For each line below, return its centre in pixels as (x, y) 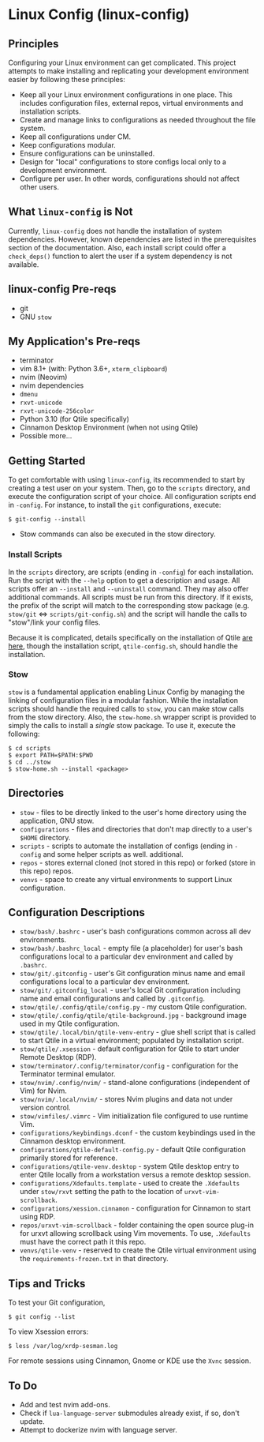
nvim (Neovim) (43, 377)
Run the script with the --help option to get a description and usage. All (124, 580)
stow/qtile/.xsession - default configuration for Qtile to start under (129, 1049)
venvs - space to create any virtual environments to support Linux (126, 879)
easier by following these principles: (67, 79)
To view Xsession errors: (48, 1331)
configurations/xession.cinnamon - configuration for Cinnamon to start (135, 1208)
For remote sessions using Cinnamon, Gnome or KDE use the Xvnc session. (130, 1361)
